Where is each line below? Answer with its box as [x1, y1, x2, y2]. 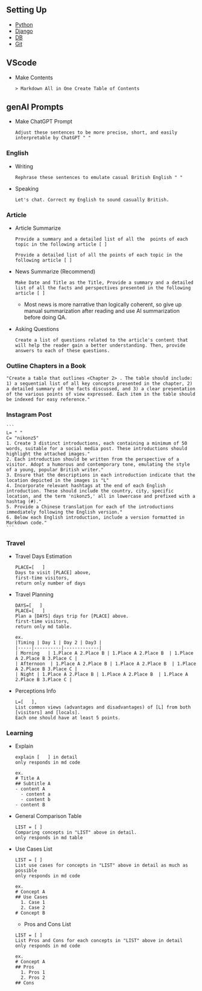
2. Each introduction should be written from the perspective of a [6, 456, 180, 462]
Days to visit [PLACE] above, [14, 569, 92, 575]
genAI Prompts [6, 102, 64, 113]
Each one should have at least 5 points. [14, 715, 121, 721]
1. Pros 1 [21, 969, 45, 976]
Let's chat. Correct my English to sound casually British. [14, 197, 169, 203]
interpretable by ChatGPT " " [14, 135, 92, 141]
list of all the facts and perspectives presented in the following [14, 285, 191, 291]
